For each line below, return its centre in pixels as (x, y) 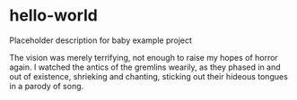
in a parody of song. (47, 86)
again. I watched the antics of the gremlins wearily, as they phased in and (145, 67)
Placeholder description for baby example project (101, 40)
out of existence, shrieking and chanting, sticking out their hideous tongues (149, 76)
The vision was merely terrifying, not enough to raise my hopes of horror (144, 57)
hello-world (54, 16)
